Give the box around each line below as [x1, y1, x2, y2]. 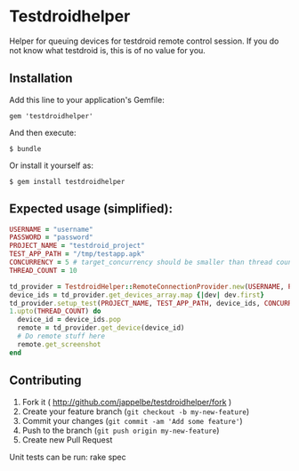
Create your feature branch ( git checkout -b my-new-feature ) [21, 406, 250, 417]
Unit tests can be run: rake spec [9, 451, 126, 462]
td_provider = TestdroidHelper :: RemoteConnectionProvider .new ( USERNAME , [9, 282, 285, 291]
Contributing [9, 373, 82, 388]
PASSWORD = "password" [9, 233, 93, 242]
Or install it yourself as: [9, 160, 93, 171]
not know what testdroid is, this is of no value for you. [9, 44, 206, 55]
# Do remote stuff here [17, 331, 105, 341]
